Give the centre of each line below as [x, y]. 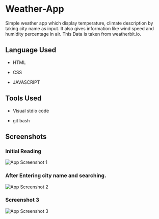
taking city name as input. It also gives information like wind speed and [80, 28]
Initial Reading [23, 151]
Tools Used [23, 98]
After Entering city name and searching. [56, 176]
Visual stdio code [31, 111]
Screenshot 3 [22, 200]
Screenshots [26, 136]
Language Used [31, 50]
